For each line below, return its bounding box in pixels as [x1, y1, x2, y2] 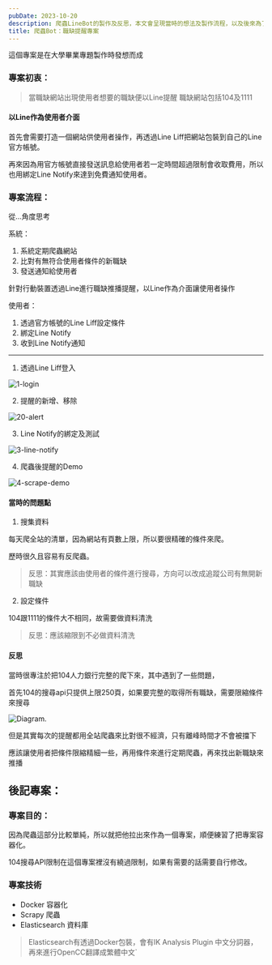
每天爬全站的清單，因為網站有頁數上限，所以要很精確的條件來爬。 [8, 534, 228, 544]
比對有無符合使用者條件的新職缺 [19, 256, 127, 266]
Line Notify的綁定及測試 [19, 429, 100, 438]
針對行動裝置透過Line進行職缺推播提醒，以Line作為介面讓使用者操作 [8, 284, 236, 293]
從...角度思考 [8, 211, 51, 221]
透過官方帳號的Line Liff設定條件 [19, 318, 125, 328]
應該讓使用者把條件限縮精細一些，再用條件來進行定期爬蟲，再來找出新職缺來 [8, 747, 264, 758]
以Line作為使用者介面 [8, 113, 80, 122]
